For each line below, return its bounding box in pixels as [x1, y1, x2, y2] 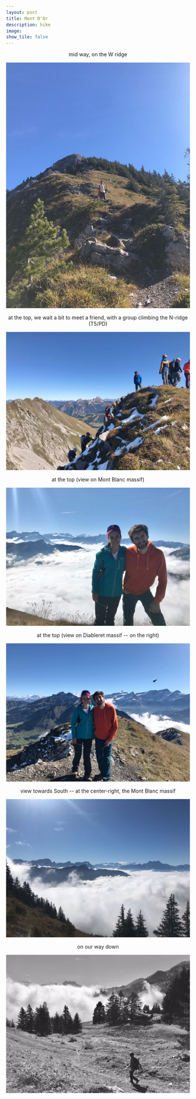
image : [6, 28, 22, 34]
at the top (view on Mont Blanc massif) [51, 476, 145, 483]
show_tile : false [6, 34, 48, 40]
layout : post [6, 9, 38, 15]
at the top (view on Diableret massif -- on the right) [37, 632, 159, 639]
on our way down [77, 943, 119, 950]
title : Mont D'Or [6, 15, 48, 22]
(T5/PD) [88, 321, 108, 328]
